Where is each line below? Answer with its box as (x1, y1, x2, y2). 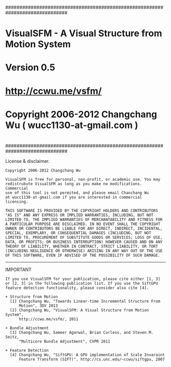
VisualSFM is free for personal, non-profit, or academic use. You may (5, 177, 160, 182)
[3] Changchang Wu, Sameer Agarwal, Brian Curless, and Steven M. (10, 330, 154, 335)
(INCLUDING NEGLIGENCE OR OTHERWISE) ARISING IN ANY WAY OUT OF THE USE (5, 248, 163, 253)
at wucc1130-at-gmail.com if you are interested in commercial (5, 194, 142, 200)
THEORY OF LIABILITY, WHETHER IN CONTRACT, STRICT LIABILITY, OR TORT (5, 243, 158, 249)
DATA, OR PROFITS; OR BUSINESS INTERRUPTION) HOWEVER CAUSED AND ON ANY (5, 239, 163, 244)
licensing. (5, 199, 28, 204)
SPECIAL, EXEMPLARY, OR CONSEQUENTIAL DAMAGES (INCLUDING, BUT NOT (5, 230, 152, 235)
